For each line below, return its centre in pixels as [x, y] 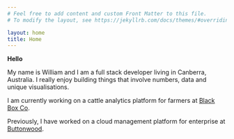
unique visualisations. [38, 87]
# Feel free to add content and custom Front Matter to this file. [107, 14]
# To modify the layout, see [49, 20]
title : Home [24, 39]
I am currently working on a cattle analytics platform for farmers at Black [111, 101]
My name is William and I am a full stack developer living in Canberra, [107, 72]
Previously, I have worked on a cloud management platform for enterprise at [116, 122]
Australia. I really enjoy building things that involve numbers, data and [107, 80]
